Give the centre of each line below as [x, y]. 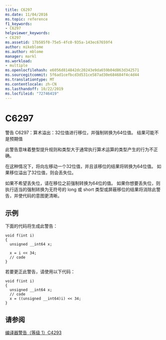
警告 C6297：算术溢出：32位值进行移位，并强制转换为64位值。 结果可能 [80, 132]
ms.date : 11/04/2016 [27, 14]
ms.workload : [19, 61]
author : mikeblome [24, 47]
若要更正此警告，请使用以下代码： [40, 272]
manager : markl [21, 56]
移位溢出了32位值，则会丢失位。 [43, 172]
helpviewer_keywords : [28, 33]
